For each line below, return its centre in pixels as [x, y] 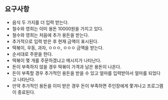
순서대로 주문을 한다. [32, 54]
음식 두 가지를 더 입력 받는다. [40, 22]
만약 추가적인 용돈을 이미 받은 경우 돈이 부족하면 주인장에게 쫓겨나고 [79, 86]
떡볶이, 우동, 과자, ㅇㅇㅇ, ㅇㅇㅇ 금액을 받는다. [58, 48]
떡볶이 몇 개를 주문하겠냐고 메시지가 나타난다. [57, 60]
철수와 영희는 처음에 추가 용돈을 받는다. [51, 35]
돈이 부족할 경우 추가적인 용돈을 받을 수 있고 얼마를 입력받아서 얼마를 [79, 73]
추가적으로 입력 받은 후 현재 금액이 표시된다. [55, 41]
